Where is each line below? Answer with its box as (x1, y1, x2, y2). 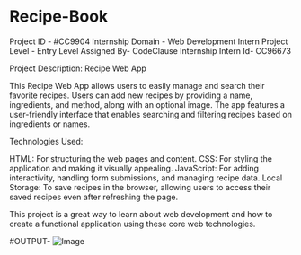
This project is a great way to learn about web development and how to (9, 208, 273, 219)
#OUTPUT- (9, 235, 51, 246)
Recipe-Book (9, 6, 109, 27)
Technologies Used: (9, 136, 84, 146)
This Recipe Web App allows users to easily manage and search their (9, 80, 265, 91)
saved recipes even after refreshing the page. (9, 191, 178, 202)
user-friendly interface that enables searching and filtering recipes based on (9, 109, 292, 119)
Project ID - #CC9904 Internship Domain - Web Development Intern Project (9, 36, 288, 47)
